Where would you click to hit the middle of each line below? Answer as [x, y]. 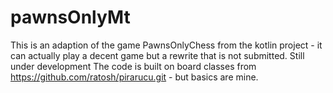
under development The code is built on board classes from [133, 66]
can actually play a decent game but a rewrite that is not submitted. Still [157, 55]
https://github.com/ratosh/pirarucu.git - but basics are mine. [134, 77]
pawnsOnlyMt [70, 17]
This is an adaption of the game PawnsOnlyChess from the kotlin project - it [166, 45]
